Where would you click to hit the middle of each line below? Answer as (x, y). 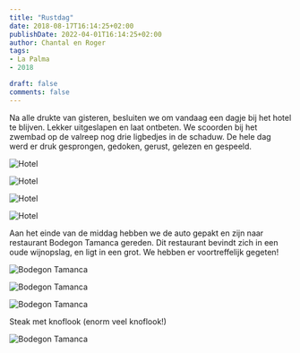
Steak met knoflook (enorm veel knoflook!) (88, 321)
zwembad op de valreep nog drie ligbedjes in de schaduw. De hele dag (140, 136)
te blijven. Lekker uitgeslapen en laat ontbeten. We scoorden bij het (133, 127)
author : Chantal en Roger (57, 43)
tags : (19, 51)
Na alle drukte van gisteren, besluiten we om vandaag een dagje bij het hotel (150, 117)
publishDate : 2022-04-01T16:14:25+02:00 (86, 34)
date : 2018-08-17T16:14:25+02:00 (72, 26)
